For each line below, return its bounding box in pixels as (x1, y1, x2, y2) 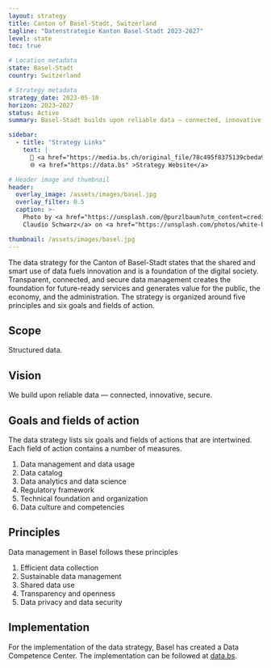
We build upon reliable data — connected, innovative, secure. (8, 390, 213, 400)
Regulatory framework (19, 484, 95, 494)
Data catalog (19, 467, 63, 477)
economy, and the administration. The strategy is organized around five (8, 292, 246, 302)
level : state (8, 34, 52, 43)
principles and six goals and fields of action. (8, 300, 155, 310)
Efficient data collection (19, 563, 99, 573)
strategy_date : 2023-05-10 (8, 94, 99, 102)
